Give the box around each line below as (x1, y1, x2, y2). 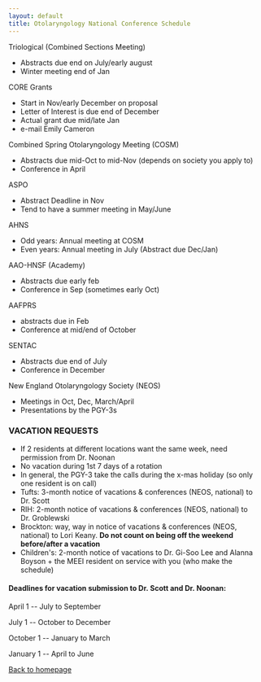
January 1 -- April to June (8, 649, 94, 658)
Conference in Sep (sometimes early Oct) (20, 284, 160, 294)
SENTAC (8, 340, 37, 350)
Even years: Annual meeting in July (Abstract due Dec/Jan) (20, 244, 219, 254)
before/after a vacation (20, 539, 100, 549)
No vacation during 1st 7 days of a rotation (20, 461, 163, 470)
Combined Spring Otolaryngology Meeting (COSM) (8, 139, 180, 149)
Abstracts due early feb (20, 276, 100, 286)
